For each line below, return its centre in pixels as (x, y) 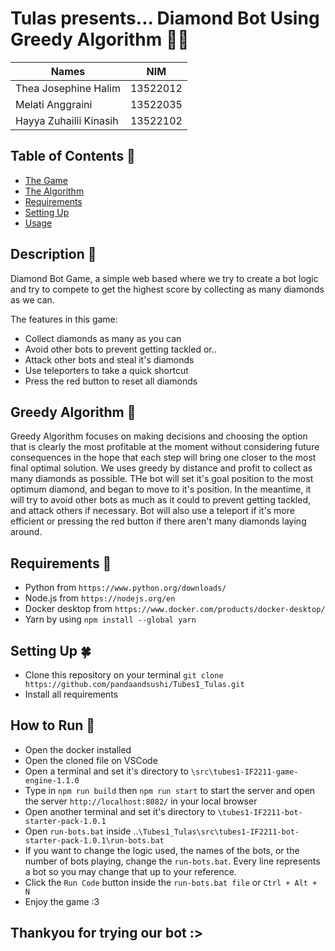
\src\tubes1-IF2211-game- (244, 772)
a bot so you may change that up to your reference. (130, 871)
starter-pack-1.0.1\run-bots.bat (94, 840)
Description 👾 (53, 254)
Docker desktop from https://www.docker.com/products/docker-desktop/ (175, 609)
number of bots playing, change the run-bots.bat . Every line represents (172, 861)
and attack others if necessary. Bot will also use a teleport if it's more (152, 511)
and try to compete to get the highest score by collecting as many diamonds (167, 289)
